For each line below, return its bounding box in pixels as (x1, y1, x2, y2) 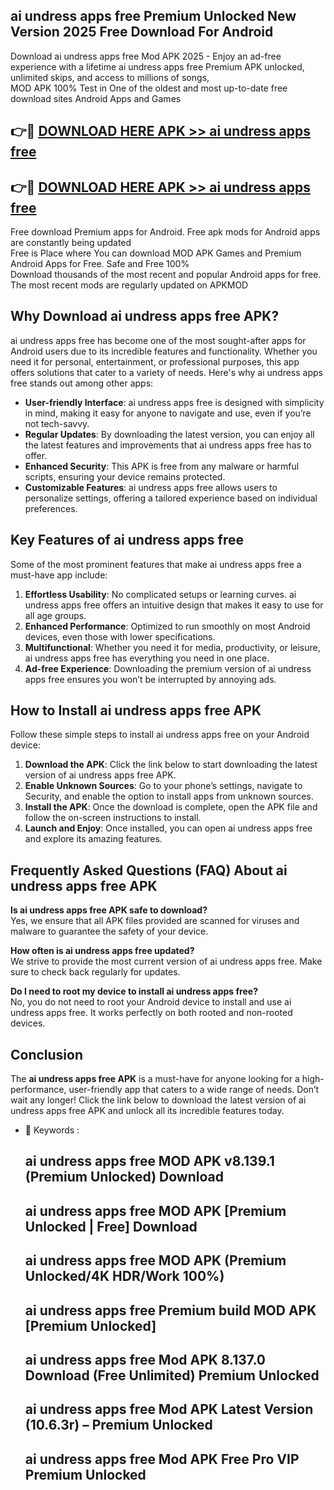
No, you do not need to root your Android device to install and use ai (10, 996, 292, 1008)
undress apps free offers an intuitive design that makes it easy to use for (24, 599, 324, 611)
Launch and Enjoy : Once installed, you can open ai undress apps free (24, 822, 313, 834)
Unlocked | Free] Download (24, 1218, 198, 1235)
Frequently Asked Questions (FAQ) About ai (10, 862, 288, 879)
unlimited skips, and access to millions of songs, (10, 71, 210, 83)
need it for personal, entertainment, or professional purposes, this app (10, 355, 300, 368)
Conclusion (10, 1046, 84, 1063)
